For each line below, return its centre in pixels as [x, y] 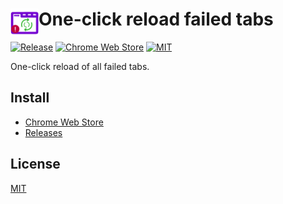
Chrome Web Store [64, 122]
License [35, 164]
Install [30, 98]
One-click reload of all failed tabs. [80, 66]
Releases [43, 132]
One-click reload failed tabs [156, 19]
